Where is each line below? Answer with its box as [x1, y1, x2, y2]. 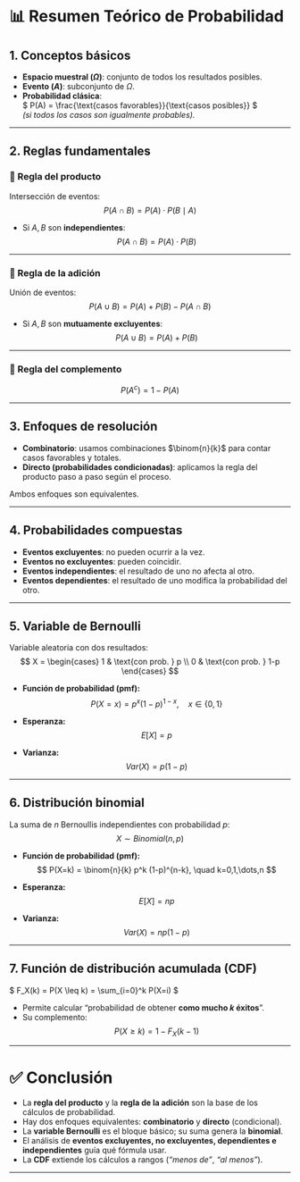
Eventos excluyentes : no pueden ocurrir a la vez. [21, 546, 205, 557]
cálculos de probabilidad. [21, 1107, 116, 1118]
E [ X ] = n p [138, 895, 175, 906]
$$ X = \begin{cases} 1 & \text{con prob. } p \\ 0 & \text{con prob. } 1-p [20, 657, 280, 667]
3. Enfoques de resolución [9, 419, 158, 434]
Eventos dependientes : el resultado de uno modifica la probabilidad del [21, 574, 287, 585]
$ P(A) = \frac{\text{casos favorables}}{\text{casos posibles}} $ [21, 100, 258, 111]
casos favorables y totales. [21, 452, 122, 463]
